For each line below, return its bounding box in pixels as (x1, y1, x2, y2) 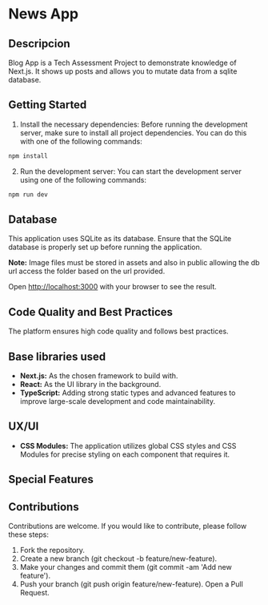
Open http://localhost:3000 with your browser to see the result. (8, 282, 218, 292)
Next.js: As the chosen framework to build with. (19, 371, 178, 381)
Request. (19, 588, 50, 598)
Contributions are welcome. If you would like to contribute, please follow (8, 522, 247, 531)
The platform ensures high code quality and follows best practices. (8, 326, 230, 337)
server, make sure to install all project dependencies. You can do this (19, 127, 247, 137)
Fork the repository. (19, 546, 86, 555)
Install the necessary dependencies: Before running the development (19, 119, 248, 129)
